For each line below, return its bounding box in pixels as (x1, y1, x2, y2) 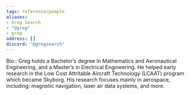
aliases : (6, 14, 28, 20)
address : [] (6, 36, 36, 42)
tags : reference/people (6, 8, 65, 15)
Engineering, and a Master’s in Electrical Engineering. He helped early (6, 63, 176, 70)
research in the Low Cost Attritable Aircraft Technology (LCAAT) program (6, 70, 185, 77)
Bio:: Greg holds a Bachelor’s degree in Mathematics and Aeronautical (6, 57, 177, 65)
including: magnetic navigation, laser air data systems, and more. (6, 82, 165, 89)
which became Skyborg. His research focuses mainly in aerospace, (6, 76, 170, 83)
